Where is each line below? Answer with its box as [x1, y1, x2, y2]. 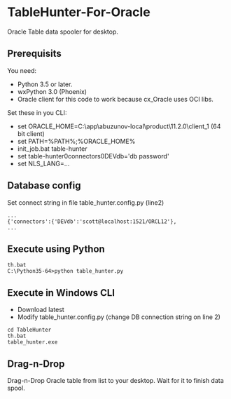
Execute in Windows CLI [7, 287, 115, 299]
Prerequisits [7, 48, 62, 60]
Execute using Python [7, 243, 105, 255]
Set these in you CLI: [7, 108, 67, 116]
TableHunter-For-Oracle [7, 4, 150, 20]
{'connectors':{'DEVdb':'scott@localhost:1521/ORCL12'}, [7, 218, 177, 225]
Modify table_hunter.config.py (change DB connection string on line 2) [17, 313, 220, 321]
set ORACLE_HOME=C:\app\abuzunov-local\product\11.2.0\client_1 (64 [17, 122, 221, 130]
